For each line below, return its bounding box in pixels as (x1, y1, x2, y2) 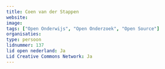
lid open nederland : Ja (6, 48, 66, 54)
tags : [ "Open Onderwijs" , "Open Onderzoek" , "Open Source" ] (6, 25, 160, 32)
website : (6, 14, 28, 20)
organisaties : (6, 31, 42, 37)
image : (6, 20, 23, 26)
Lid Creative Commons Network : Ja (6, 53, 93, 59)
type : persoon (6, 37, 42, 43)
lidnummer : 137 (6, 43, 44, 49)
